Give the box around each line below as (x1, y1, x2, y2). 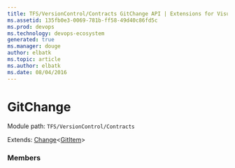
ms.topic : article (7, 56, 61, 63)
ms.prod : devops (7, 23, 55, 30)
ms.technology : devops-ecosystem (7, 29, 105, 37)
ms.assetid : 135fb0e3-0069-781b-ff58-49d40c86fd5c (7, 17, 158, 24)
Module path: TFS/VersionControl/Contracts (7, 122, 135, 130)
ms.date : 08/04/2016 (7, 69, 68, 76)
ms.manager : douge (7, 43, 61, 50)
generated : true (7, 36, 55, 43)
